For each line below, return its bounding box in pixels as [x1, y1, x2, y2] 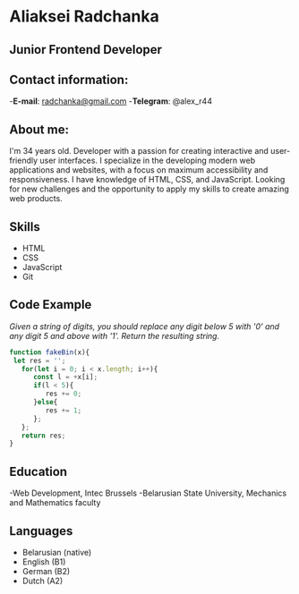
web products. [9, 193, 63, 204]
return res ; [21, 431, 66, 440]
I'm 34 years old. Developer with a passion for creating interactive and [9, 146, 269, 157]
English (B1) [21, 556, 66, 567]
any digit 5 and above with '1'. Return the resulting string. [9, 330, 220, 341]
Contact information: [9, 72, 129, 87]
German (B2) [21, 565, 71, 576]
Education [9, 463, 68, 479]
